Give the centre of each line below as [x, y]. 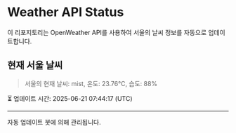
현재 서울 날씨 [35, 65]
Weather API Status [66, 12]
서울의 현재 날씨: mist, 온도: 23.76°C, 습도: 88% [91, 83]
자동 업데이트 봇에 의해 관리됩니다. [54, 122]
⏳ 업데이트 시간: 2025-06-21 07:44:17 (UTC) [70, 98]
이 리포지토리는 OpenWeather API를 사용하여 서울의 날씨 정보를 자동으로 [107, 32]
